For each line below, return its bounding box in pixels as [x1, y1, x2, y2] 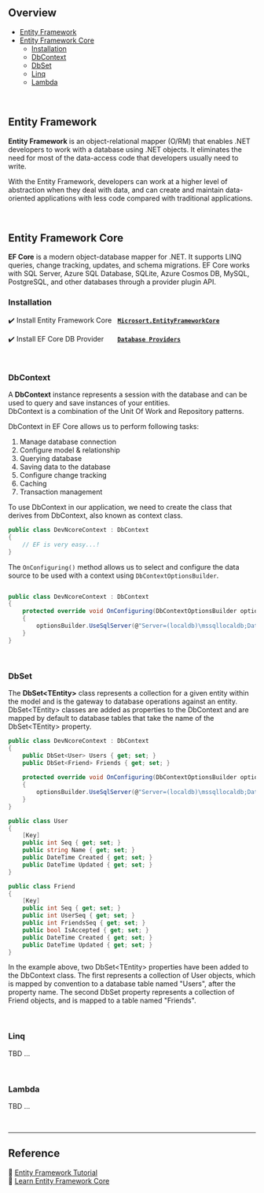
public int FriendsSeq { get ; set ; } [22, 919, 146, 927]
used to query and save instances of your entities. [8, 398, 170, 408]
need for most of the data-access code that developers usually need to [8, 153, 239, 162]
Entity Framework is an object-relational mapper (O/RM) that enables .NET [8, 136, 251, 146]
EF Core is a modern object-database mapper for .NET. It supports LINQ [8, 252, 242, 262]
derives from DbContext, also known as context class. [8, 511, 183, 520]
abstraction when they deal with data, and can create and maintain [8, 185, 224, 194]
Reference [8, 1147, 60, 1160]
